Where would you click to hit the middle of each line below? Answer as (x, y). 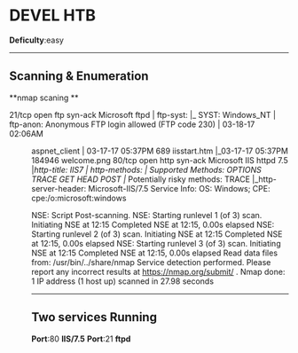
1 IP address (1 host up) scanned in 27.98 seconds (123, 281)
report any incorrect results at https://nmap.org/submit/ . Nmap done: (158, 271)
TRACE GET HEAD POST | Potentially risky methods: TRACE (141, 179)
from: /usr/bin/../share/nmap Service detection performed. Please (151, 262)
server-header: (59, 188)
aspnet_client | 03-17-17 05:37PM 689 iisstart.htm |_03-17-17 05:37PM (160, 151)
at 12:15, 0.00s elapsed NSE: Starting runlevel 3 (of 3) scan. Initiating (156, 243)
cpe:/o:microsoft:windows (79, 198)
